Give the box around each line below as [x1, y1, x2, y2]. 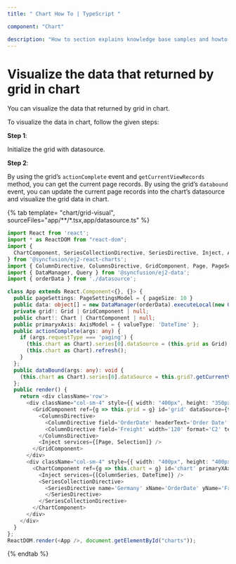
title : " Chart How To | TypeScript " [7, 10, 121, 18]
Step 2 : [7, 159, 29, 168]
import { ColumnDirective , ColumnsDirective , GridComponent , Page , [7, 262, 209, 270]
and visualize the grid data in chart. [7, 195, 110, 203]
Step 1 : [7, 132, 27, 140]
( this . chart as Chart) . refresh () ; [25, 347, 128, 354]
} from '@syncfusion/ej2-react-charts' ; [7, 256, 128, 263]
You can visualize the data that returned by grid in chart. [7, 104, 170, 113]
